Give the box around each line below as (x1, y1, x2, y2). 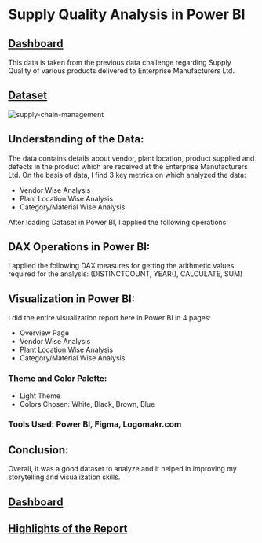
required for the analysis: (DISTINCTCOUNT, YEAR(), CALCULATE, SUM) (8, 269, 243, 279)
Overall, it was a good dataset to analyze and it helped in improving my (8, 464, 237, 474)
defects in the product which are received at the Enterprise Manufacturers (8, 161, 249, 171)
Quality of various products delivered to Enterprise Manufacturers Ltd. (8, 66, 235, 76)
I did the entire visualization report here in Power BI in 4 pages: (8, 313, 212, 323)
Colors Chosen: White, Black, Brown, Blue (19, 399, 155, 408)
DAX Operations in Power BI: (8, 240, 151, 253)
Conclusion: (8, 443, 69, 456)
